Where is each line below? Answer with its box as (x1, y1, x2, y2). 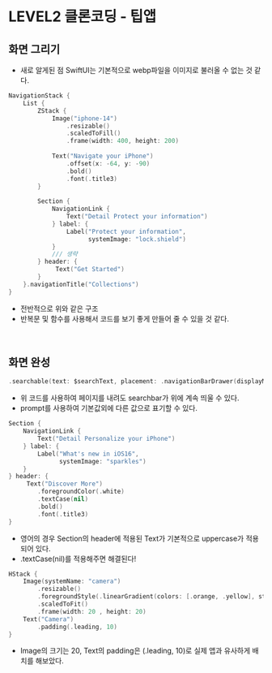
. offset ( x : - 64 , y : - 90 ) (66, 159, 151, 167)
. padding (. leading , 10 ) (37, 623, 117, 631)
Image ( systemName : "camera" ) (23, 577, 121, 585)
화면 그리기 (8, 42, 61, 56)
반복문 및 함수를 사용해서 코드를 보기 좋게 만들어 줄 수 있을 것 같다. (19, 313, 229, 323)
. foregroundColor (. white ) (37, 488, 125, 496)
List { (23, 99, 45, 107)
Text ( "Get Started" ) (55, 265, 125, 274)
